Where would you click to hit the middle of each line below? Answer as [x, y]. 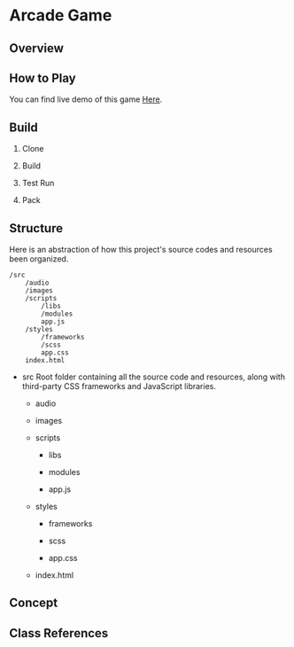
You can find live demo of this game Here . [86, 99]
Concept [34, 603]
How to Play [43, 78]
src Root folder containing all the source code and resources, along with [154, 377]
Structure [36, 228]
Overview [37, 48]
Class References [59, 633]
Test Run [38, 183]
